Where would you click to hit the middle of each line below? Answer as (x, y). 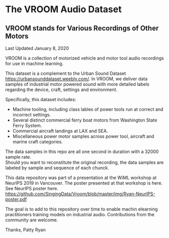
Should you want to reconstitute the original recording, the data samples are (85, 162)
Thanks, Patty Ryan (26, 230)
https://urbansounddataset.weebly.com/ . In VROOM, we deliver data (76, 79)
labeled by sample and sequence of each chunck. (57, 168)
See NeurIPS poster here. (32, 188)
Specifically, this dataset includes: (41, 99)
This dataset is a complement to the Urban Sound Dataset (66, 73)
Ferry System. (27, 125)
